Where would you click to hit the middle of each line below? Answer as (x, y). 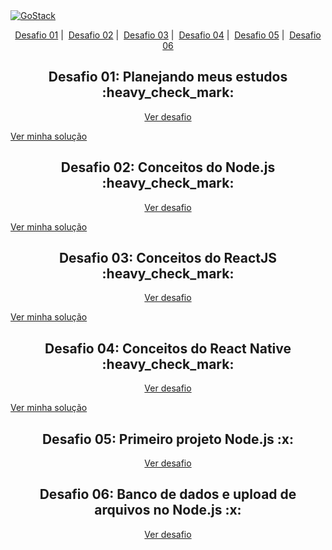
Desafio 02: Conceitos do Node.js (168, 167)
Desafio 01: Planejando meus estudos (168, 77)
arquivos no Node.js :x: (168, 510)
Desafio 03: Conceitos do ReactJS (168, 258)
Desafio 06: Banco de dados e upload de (168, 494)
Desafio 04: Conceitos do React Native (168, 348)
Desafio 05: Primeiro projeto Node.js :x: (168, 439)
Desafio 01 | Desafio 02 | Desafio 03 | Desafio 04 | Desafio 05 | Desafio (168, 35)
